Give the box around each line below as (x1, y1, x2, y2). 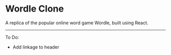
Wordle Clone (5, 3, 64, 15)
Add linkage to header (12, 44, 60, 50)
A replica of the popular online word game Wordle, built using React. (5, 20, 149, 26)
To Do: (5, 34, 19, 40)
